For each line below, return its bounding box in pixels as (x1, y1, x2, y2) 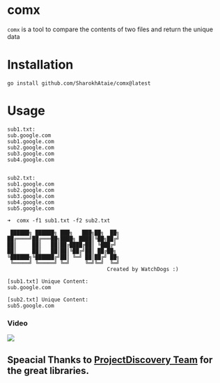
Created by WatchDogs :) (107, 266, 179, 272)
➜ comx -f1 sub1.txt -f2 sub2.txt (7, 217, 111, 224)
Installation (7, 57, 74, 73)
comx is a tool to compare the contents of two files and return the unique (7, 25, 214, 33)
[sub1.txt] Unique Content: (7, 277, 89, 285)
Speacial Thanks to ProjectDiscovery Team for (7, 354, 213, 366)
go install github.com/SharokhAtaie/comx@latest (7, 79, 151, 87)
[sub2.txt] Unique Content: (7, 296, 89, 303)
